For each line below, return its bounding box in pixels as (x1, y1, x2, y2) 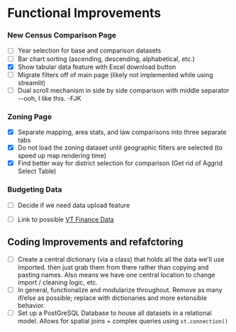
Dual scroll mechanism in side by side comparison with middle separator (17, 86, 230, 94)
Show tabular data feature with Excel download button (17, 62, 176, 71)
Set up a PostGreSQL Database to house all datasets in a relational (17, 309, 212, 317)
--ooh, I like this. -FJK (17, 94, 82, 102)
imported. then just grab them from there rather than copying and (17, 262, 209, 271)
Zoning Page (7, 111, 52, 121)
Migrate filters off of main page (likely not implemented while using (17, 70, 214, 79)
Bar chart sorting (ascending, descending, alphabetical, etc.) (17, 55, 195, 63)
